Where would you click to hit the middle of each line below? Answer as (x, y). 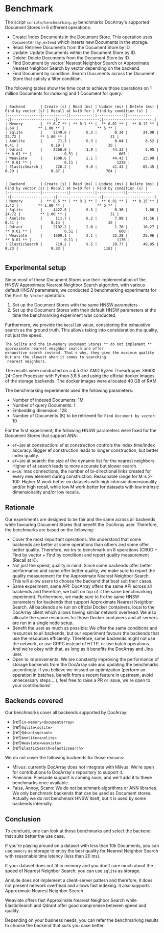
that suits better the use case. (35, 836)
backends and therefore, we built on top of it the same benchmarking (82, 591)
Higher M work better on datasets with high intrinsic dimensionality (89, 481)
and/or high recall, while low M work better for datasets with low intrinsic (85, 487)
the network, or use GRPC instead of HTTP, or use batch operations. (81, 643)
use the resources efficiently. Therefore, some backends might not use (84, 638)
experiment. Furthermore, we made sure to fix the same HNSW (76, 597)
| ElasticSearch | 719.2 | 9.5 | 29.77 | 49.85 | (82, 244)
